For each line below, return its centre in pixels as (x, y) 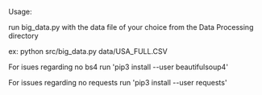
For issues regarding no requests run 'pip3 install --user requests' (118, 83)
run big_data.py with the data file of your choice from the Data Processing (131, 27)
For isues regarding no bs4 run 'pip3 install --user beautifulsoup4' (118, 67)
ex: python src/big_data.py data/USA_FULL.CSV (88, 51)
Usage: (20, 12)
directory (23, 36)
